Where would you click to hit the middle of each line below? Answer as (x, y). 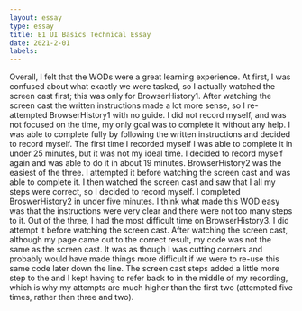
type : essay (32, 26)
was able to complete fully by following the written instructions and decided (150, 134)
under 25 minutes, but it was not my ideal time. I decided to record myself (146, 153)
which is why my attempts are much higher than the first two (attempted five (151, 288)
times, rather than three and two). (72, 297)
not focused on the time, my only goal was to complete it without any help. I (150, 125)
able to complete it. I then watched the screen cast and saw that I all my (143, 182)
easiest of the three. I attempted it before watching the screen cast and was (150, 173)
